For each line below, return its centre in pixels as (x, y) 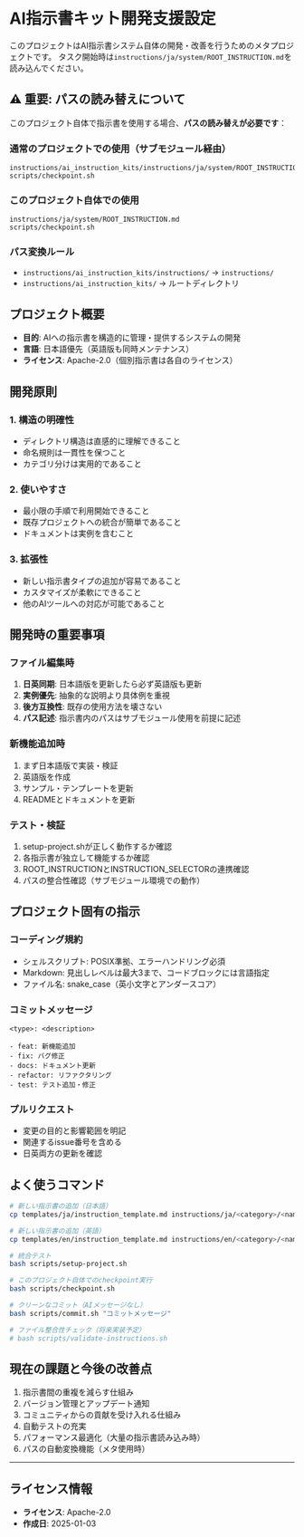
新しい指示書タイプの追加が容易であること (102, 581)
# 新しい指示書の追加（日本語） (61, 1206)
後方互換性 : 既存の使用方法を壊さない (92, 706)
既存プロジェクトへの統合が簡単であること (102, 523)
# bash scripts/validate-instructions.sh (89, 1338)
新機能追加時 (38, 744)
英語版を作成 (46, 776)
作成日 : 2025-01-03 (59, 1523)
